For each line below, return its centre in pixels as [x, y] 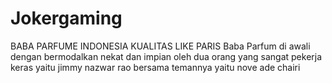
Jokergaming [66, 18]
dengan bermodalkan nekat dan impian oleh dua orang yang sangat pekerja [166, 56]
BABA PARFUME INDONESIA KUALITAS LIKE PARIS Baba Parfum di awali [160, 46]
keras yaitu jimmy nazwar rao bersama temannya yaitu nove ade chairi [155, 67]
